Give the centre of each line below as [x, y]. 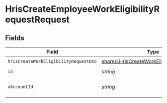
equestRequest [37, 20]
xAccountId [20, 87]
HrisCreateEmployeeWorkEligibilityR [83, 9]
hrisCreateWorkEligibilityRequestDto [52, 61]
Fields [15, 38]
